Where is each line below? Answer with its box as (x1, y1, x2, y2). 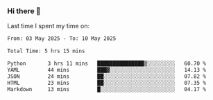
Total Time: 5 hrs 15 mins (7, 48, 85, 54)
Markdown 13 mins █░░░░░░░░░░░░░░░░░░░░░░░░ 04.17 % (7, 86, 207, 92)
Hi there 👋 (7, 6, 42, 16)
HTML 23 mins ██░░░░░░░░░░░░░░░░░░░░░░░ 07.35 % (7, 79, 207, 86)
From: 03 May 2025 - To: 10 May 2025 (7, 35, 117, 42)
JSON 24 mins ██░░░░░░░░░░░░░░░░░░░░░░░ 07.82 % (7, 72, 207, 80)
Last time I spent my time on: (7, 22, 90, 30)
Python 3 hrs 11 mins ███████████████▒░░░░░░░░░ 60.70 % (7, 60, 207, 68)
